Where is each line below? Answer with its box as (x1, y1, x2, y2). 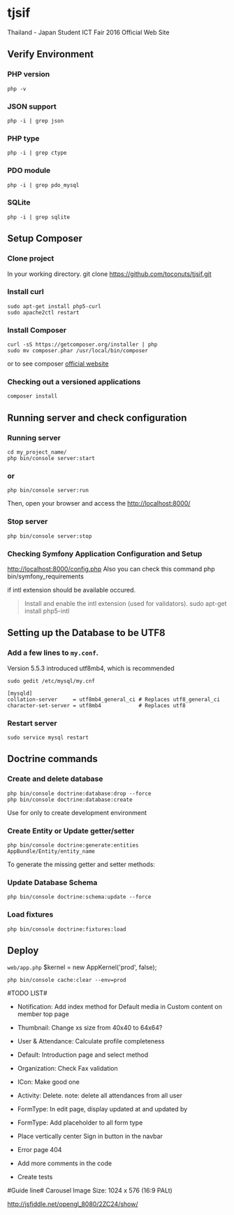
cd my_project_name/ (7, 449, 68, 456)
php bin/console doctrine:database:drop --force (7, 790, 152, 797)
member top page (17, 1010, 70, 1018)
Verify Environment (7, 48, 94, 60)
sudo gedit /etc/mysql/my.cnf (7, 677, 96, 684)
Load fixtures (7, 910, 54, 919)
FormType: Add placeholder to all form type (17, 1118, 143, 1127)
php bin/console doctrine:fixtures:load (7, 926, 127, 933)
